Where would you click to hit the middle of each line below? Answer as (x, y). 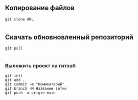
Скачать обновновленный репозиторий (69, 37)
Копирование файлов (40, 8)
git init (14, 76)
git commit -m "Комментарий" (35, 84)
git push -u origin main (30, 93)
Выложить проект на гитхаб (40, 65)
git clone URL (20, 19)
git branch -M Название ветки (36, 88)
